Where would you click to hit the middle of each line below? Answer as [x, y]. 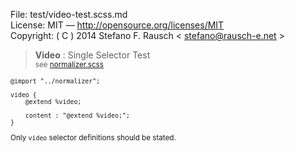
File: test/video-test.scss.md [69, 14]
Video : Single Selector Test [92, 55]
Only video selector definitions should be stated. [93, 137]
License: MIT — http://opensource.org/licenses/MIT [117, 25]
